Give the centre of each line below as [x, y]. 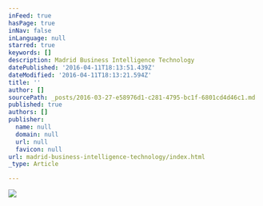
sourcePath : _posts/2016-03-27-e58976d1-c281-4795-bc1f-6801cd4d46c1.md [132, 97]
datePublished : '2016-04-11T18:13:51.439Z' [82, 68]
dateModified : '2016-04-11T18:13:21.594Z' [80, 75]
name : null [34, 127]
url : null [32, 142]
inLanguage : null [37, 38]
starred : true [32, 46]
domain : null [37, 134]
